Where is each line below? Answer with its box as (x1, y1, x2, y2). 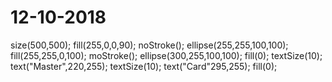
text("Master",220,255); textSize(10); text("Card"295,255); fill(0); (10, 60, 278, 72)
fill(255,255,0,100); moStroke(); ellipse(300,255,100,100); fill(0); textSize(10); (10, 49, 323, 61)
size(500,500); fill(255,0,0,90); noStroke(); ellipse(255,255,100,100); (10, 39, 289, 51)
